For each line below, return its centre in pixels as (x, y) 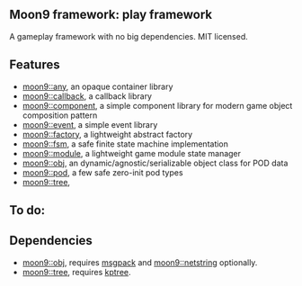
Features (35, 65)
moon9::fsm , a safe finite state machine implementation (125, 144)
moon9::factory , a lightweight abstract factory (107, 134)
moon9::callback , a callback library (87, 96)
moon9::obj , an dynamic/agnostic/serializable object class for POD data (155, 163)
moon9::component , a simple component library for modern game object (157, 105)
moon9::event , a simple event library (90, 124)
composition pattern (60, 115)
